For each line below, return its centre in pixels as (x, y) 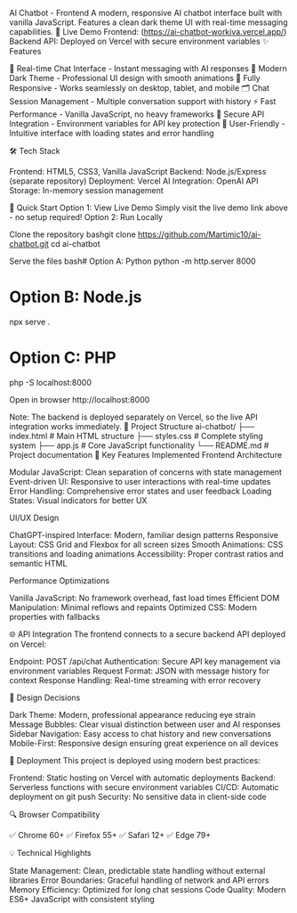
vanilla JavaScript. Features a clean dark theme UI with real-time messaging (148, 22)
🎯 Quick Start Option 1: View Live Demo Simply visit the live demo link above (149, 208)
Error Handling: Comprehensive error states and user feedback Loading (140, 491)
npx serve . (30, 322)
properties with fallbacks (55, 616)
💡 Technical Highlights (50, 852)
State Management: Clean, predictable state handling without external (137, 870)
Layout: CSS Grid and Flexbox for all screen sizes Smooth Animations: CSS (146, 544)
